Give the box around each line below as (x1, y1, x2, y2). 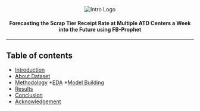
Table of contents (6, 50, 73, 60)
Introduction (14, 66, 45, 73)
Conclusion (14, 92, 43, 99)
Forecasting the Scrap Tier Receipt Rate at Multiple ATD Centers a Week (9, 19, 191, 26)
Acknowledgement (14, 98, 61, 105)
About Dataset (14, 73, 51, 80)
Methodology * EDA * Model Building (14, 79, 104, 86)
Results (14, 85, 33, 92)
